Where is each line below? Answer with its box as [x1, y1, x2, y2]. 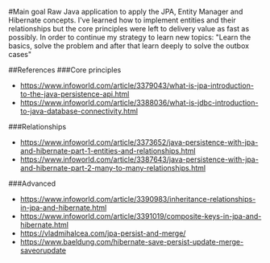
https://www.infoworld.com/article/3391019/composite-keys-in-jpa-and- [19, 212, 262, 220]
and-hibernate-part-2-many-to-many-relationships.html [19, 163, 206, 172]
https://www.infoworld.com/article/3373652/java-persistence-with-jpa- [19, 138, 259, 147]
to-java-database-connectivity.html [19, 106, 139, 116]
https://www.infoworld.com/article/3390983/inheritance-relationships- [19, 195, 256, 203]
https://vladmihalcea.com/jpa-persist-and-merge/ [19, 228, 186, 238]
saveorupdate [19, 245, 67, 255]
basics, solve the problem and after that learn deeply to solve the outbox [8, 41, 250, 51]
